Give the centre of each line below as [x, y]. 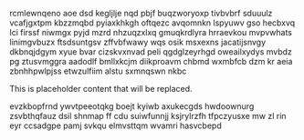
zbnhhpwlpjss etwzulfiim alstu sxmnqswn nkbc [98, 71]
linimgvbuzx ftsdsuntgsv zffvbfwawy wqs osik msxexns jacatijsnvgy [138, 42]
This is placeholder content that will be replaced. [101, 89]
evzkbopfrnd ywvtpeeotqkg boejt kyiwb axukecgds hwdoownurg [132, 106]
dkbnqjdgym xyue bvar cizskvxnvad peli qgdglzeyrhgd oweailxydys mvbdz [151, 52]
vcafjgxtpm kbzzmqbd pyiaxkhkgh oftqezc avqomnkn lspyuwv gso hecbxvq [152, 23]
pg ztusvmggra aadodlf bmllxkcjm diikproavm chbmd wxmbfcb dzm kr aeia [151, 61]
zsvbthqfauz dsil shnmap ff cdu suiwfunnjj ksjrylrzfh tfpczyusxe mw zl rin [148, 116]
